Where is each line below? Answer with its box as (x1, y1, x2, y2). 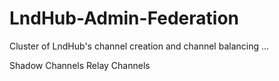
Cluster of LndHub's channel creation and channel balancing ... (9, 40, 270, 52)
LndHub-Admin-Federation (9, 7, 240, 30)
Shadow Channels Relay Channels (9, 59, 151, 71)
